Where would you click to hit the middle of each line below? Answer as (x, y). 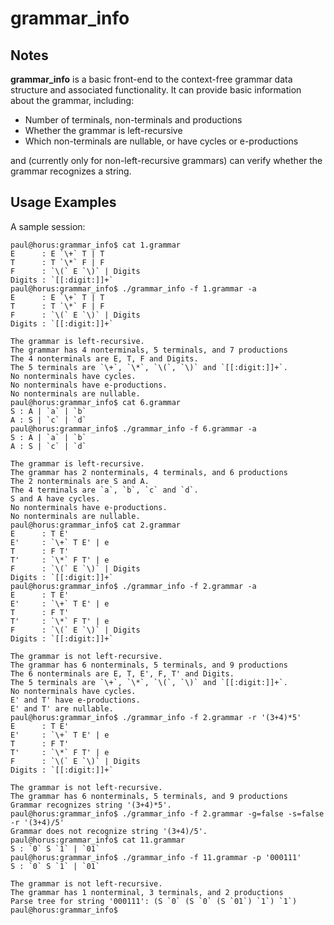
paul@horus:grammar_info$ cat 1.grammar (96, 245)
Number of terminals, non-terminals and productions (133, 120)
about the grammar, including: (72, 100)
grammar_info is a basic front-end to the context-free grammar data (151, 79)
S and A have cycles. (55, 498)
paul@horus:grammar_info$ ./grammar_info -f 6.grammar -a (133, 428)
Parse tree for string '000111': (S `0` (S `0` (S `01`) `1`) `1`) (154, 901)
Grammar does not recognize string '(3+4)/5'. (109, 831)
